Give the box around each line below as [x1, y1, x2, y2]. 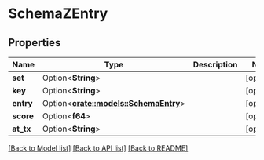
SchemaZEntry [8, 5, 108, 23]
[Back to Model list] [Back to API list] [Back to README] [8, 144, 189, 153]
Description [192, 60, 238, 70]
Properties [8, 36, 61, 49]
